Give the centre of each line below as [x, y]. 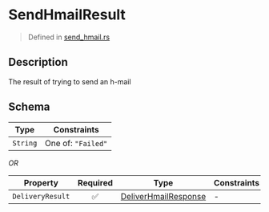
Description [38, 62]
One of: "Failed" [76, 143]
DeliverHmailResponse [163, 196]
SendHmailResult [67, 15]
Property [41, 182]
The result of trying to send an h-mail [70, 81]
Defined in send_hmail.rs [69, 37]
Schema [29, 107]
